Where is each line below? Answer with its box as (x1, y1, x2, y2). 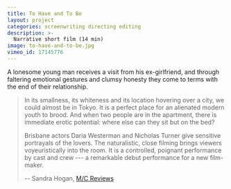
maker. (24, 161, 44, 169)
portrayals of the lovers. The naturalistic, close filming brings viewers (24, 138, 222, 147)
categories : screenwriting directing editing (7, 23, 141, 30)
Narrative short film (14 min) (13, 36, 104, 43)
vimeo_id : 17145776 (7, 49, 64, 56)
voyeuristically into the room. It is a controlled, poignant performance (24, 146, 222, 154)
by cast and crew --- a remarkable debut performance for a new (24, 153, 209, 161)
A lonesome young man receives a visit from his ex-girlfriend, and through (7, 67, 220, 76)
